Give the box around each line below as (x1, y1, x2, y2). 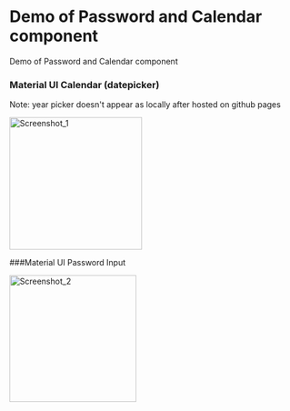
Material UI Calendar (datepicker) (9, 78, 160, 91)
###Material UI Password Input (9, 257, 126, 268)
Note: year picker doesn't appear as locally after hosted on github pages (9, 99, 282, 110)
